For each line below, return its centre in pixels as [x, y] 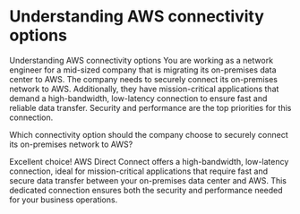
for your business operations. [64, 200]
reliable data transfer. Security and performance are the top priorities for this [150, 107]
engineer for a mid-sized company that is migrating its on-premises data [143, 70]
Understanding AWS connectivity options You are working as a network [141, 60]
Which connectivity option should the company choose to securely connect [149, 134]
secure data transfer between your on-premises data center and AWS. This [148, 180]
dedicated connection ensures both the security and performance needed [146, 190]
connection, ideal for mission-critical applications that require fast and [139, 171]
